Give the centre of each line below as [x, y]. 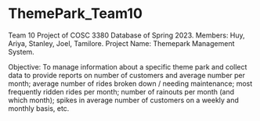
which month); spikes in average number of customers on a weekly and [123, 100]
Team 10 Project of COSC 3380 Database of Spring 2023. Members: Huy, [126, 35]
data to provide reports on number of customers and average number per [126, 75]
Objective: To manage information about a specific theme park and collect [128, 66]
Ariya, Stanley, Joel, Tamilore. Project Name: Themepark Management [121, 43]
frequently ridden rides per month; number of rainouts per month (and [121, 91]
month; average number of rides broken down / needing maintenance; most [130, 84]
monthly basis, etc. [39, 108]
